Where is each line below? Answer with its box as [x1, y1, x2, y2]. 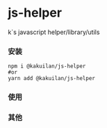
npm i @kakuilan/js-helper [8, 63, 86, 70]
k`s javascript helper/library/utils [8, 28, 100, 36]
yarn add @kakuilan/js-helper [8, 75, 96, 82]
